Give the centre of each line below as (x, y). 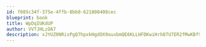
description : (23, 35)
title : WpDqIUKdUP (30, 23)
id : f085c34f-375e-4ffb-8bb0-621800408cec (61, 12)
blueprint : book (27, 18)
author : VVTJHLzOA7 (31, 29)
